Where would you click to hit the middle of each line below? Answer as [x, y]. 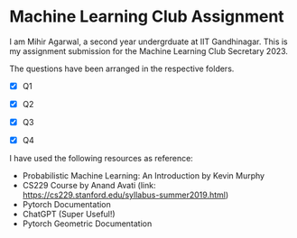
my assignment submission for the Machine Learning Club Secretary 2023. [149, 50]
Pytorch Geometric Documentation [87, 224]
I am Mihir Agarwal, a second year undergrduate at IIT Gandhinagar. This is [148, 41]
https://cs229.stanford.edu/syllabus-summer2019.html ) [125, 195]
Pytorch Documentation [66, 205]
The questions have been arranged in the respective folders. [122, 69]
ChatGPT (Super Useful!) [69, 215]
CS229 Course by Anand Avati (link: [89, 186]
